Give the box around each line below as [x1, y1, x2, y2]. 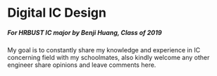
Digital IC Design [7, 5, 107, 21]
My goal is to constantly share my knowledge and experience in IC [7, 46, 201, 54]
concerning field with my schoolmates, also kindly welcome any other [7, 54, 210, 62]
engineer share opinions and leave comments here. [7, 61, 156, 69]
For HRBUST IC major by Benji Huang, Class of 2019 [7, 28, 162, 36]
